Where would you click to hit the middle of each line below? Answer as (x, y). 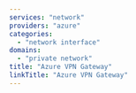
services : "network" (47, 17)
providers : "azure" (45, 26)
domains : (25, 50)
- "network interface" (59, 42)
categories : (31, 34)
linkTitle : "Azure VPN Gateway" (68, 75)
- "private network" (55, 58)
